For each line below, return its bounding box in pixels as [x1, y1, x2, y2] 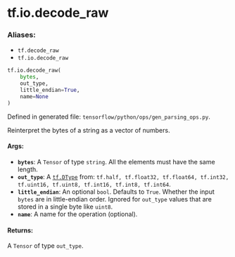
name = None [20, 93, 49, 100]
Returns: [7, 226, 34, 235]
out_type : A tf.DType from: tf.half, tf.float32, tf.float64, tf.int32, [17, 172, 229, 180]
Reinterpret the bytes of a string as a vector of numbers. [7, 126, 170, 134]
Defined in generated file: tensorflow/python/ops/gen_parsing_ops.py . [7, 112, 211, 121]
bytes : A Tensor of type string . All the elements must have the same [17, 157, 216, 166]
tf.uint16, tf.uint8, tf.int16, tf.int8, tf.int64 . [17, 180, 171, 188]
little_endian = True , [20, 86, 80, 94]
